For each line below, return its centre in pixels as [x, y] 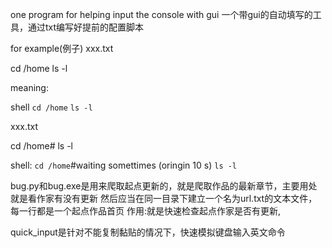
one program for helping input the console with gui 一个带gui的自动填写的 [161, 14]
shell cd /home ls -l [51, 107]
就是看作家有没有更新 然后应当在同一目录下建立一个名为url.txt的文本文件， [164, 198]
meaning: [29, 87]
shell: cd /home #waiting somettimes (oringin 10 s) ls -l [124, 165]
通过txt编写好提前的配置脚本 [86, 27]
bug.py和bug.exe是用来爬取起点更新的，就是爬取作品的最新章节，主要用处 [164, 186]
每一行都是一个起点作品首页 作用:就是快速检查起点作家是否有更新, [146, 211]
